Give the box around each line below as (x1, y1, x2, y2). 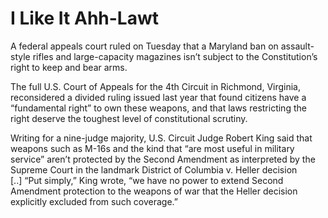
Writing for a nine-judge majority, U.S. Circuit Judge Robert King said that (10, 132, 313, 144)
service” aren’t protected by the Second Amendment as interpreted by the (10, 153, 316, 165)
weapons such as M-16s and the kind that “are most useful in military (10, 142, 295, 154)
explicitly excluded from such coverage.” (10, 195, 179, 207)
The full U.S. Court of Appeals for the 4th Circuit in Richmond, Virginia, (10, 80, 302, 92)
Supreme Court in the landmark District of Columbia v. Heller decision (10, 163, 298, 176)
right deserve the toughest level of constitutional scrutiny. (10, 112, 248, 124)
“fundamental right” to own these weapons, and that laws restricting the (10, 102, 307, 114)
